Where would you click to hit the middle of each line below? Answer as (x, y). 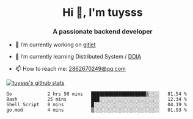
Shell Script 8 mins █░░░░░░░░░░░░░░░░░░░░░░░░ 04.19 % (97, 105)
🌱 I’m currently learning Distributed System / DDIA (78, 57)
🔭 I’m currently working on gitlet (55, 45)
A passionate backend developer (103, 32)
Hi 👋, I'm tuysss (103, 13)
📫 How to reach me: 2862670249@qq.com (71, 69)
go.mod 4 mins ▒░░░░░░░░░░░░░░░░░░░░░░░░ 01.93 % (97, 110)
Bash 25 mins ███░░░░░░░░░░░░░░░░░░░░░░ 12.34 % (97, 99)
